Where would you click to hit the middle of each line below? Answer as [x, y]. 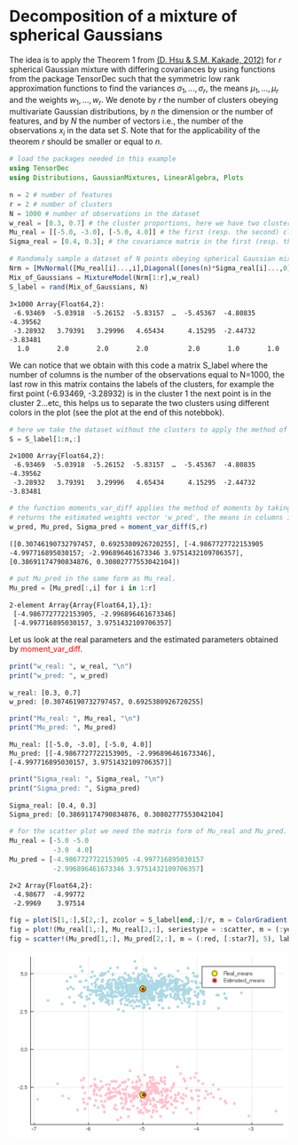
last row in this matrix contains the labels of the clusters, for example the [142, 384]
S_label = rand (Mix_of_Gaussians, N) [79, 287]
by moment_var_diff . [46, 648]
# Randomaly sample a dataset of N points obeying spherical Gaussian [142, 259]
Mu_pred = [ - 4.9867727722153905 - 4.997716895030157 [106, 859]
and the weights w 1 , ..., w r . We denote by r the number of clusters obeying [144, 101]
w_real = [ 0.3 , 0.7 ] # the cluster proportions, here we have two [134, 223]
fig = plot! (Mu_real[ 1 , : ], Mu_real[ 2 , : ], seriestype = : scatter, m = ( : [146, 930]
